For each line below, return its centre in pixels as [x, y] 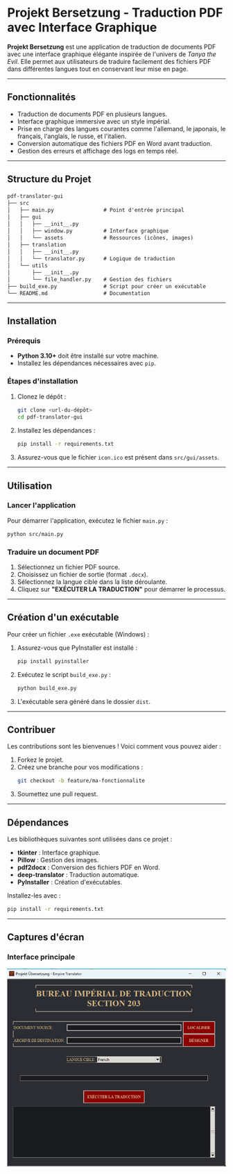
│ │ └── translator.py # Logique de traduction [91, 258]
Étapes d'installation [43, 381]
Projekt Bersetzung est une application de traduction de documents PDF [112, 47]
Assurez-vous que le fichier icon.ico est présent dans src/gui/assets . [118, 458]
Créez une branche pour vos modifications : [80, 767]
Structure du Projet [49, 179]
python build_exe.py [47, 688]
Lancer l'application [42, 505]
